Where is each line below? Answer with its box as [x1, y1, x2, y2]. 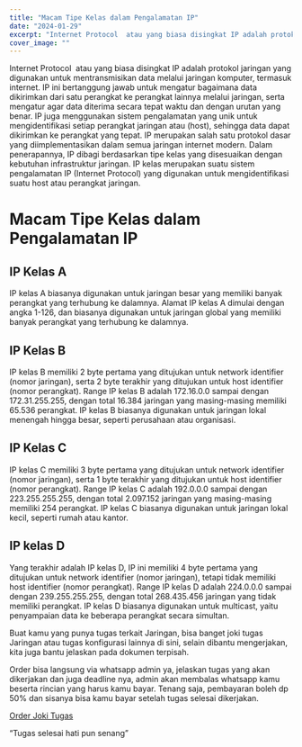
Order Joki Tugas [9, 710, 74, 721]
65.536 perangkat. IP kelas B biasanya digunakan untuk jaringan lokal [9, 405, 267, 416]
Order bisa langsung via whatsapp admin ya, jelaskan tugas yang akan [9, 663, 271, 675]
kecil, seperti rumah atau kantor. [9, 512, 129, 523]
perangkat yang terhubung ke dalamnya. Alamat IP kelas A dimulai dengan [9, 298, 285, 309]
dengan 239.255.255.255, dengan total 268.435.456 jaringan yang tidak [9, 590, 277, 601]
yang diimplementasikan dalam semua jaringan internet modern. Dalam [9, 139, 273, 150]
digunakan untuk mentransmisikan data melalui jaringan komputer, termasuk [9, 73, 292, 84]
